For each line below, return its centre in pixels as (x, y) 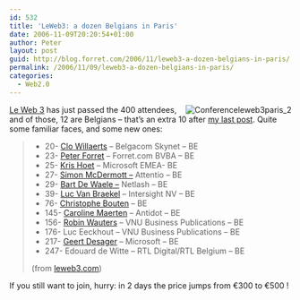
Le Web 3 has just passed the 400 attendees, (93, 109)
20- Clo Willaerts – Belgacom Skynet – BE (121, 146)
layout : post (34, 51)
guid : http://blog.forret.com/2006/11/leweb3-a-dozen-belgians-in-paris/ (150, 59)
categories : (31, 76)
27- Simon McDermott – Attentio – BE (113, 175)
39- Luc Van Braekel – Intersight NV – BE (120, 193)
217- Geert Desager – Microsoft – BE (111, 241)
